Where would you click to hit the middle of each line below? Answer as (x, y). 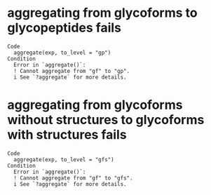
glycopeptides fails (64, 28)
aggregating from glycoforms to (102, 13)
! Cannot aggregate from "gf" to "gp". (72, 71)
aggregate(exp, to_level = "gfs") (64, 159)
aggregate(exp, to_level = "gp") (62, 53)
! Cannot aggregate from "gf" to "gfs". (73, 178)
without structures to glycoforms (106, 120)
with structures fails (67, 135)
